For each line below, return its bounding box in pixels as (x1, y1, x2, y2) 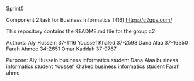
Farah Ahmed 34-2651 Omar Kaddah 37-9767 (6, 45, 117, 52)
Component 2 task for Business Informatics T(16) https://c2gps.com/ (6, 16, 172, 23)
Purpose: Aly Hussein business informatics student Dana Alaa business (6, 57, 179, 63)
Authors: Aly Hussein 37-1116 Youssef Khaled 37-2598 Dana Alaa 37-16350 (6, 39, 189, 46)
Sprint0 (6, 5, 25, 12)
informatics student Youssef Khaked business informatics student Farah (6, 63, 180, 70)
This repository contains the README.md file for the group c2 (6, 28, 155, 35)
